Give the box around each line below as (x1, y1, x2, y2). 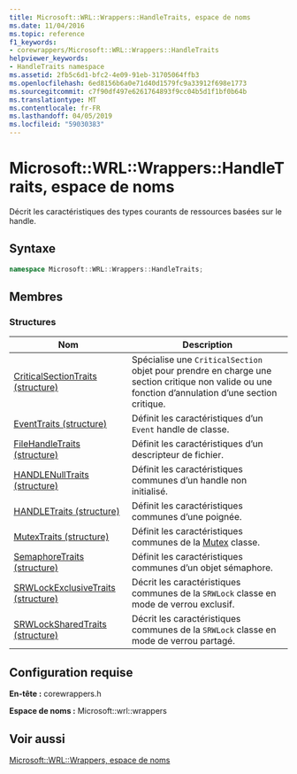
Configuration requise (9, 665, 133, 680)
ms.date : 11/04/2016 (9, 21, 86, 30)
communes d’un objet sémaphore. (131, 561, 274, 574)
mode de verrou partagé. (131, 635, 236, 647)
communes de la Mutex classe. (131, 537, 261, 549)
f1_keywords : (9, 37, 57, 47)
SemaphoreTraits (13, 551, 85, 563)
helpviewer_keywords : (9, 54, 89, 63)
